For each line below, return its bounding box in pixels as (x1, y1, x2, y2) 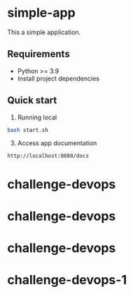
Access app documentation (17, 139, 97, 147)
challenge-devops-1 (7, 272, 127, 288)
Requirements (7, 48, 70, 60)
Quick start (7, 94, 57, 106)
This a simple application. (7, 28, 81, 36)
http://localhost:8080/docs (7, 152, 90, 160)
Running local (17, 113, 57, 122)
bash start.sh (7, 126, 49, 133)
